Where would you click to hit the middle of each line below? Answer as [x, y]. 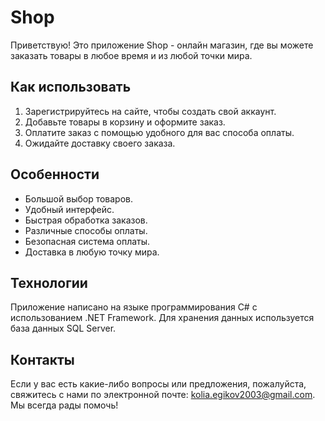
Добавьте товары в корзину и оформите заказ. [125, 122]
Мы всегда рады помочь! [64, 405]
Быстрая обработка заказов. [86, 220]
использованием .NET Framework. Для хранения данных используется [162, 318]
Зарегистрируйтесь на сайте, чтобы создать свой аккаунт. [150, 111]
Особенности [55, 174]
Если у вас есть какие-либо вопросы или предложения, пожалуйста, [158, 384]
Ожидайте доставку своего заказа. [100, 143]
